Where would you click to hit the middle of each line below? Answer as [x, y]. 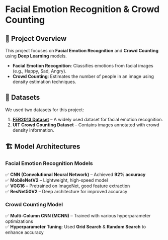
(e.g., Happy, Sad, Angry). [39, 71]
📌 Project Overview [36, 38]
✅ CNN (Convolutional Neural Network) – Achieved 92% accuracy [75, 174]
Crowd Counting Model [34, 205]
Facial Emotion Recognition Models [49, 164]
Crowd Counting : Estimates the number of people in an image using [83, 76]
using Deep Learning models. [36, 56]
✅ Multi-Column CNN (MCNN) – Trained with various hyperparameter [78, 215]
